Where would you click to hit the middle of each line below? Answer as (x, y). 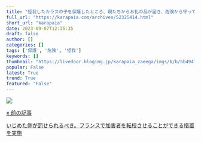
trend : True (21, 78)
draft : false (22, 34)
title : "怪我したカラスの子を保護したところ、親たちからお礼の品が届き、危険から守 (97, 12)
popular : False (25, 67)
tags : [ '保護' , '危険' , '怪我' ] (44, 51)
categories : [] (25, 45)
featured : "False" (29, 84)
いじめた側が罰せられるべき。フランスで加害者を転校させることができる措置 (100, 125)
